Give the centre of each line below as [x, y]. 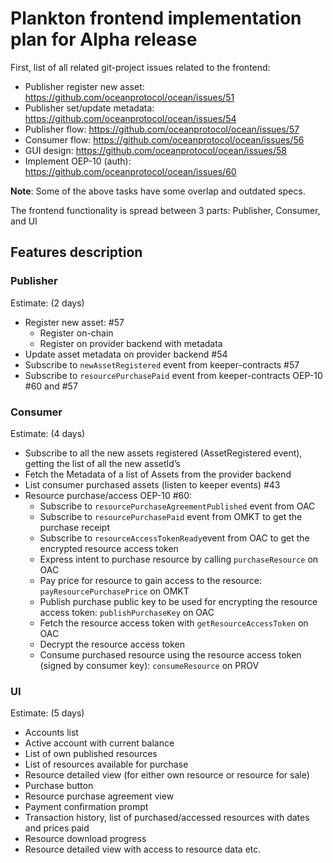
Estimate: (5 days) [47, 713]
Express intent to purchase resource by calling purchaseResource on [179, 559]
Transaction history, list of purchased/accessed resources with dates [167, 818]
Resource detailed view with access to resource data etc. [143, 849]
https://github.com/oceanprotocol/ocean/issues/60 [130, 171]
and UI [24, 221]
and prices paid [57, 828]
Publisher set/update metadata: [89, 108]
